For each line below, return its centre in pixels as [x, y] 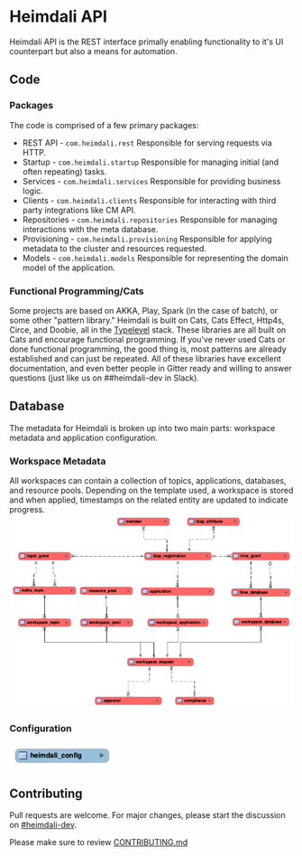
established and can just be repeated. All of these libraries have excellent [145, 358]
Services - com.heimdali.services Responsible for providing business [151, 181]
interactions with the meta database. [90, 229]
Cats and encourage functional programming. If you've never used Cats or [147, 339]
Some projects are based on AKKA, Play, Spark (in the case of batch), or [143, 310]
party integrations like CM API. [79, 210]
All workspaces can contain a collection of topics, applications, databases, [148, 481]
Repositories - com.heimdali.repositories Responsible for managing [150, 220]
